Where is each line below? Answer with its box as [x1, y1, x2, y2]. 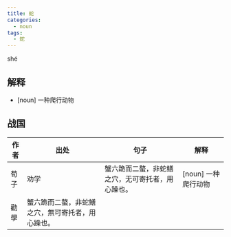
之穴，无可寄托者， [104, 174, 167, 183]
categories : [7, 17, 41, 23]
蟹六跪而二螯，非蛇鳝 [104, 163, 174, 173]
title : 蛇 [7, 10, 34, 17]
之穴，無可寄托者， [27, 207, 89, 217]
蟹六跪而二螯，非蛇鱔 [27, 197, 96, 207]
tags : [7, 29, 23, 37]
